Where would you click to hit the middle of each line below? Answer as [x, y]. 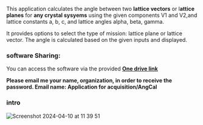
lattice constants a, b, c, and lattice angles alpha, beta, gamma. [85, 22]
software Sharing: [33, 55]
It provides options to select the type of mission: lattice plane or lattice [94, 33]
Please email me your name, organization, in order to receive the [89, 81]
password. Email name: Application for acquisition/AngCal [82, 87]
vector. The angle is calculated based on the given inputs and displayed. [97, 40]
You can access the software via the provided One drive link [82, 69]
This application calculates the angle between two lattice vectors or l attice [101, 9]
